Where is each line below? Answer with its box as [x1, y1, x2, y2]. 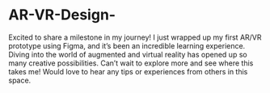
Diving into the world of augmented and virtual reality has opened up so [8, 49, 248, 59]
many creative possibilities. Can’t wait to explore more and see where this [8, 58, 254, 68]
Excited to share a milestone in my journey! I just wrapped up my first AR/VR [8, 32, 262, 42]
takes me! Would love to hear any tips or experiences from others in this [8, 66, 248, 76]
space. [8, 75, 32, 85]
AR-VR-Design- [8, 6, 116, 24]
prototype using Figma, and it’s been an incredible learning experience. [8, 40, 246, 50]
